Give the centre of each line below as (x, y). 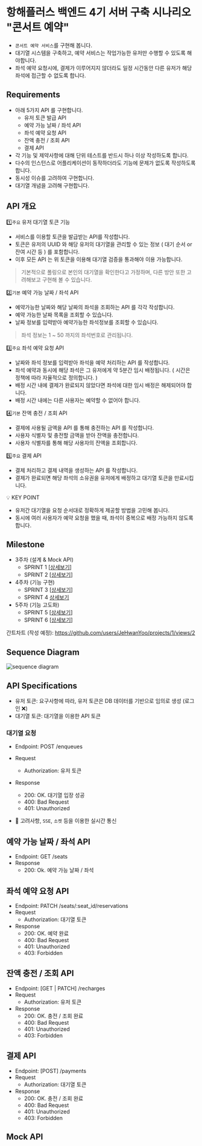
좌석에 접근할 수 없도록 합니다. (50, 75)
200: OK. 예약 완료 (46, 933)
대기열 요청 (21, 733)
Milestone (26, 544)
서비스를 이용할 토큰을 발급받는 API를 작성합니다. (72, 236)
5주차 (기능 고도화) (37, 605)
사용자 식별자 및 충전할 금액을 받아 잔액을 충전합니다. (77, 435)
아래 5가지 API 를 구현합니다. (49, 110)
